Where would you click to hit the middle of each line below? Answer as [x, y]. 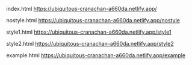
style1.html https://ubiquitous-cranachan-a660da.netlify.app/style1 [89, 32]
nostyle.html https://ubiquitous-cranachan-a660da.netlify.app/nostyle [93, 20]
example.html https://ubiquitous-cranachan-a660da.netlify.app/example [96, 55]
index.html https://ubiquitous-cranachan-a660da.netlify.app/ [82, 9]
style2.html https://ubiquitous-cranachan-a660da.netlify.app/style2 [90, 44]
